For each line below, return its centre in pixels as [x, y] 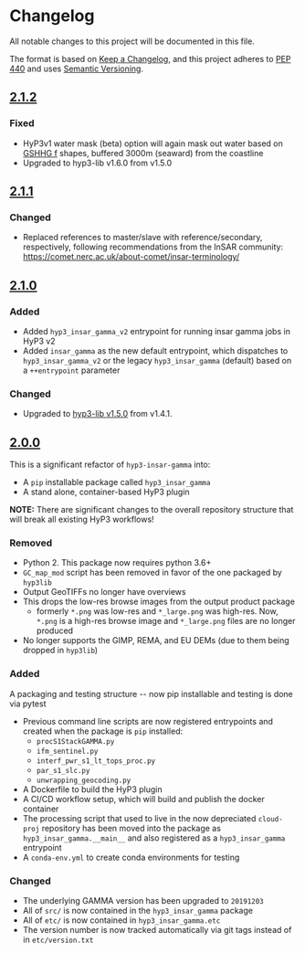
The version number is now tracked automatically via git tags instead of [157, 930]
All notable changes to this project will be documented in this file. [132, 41]
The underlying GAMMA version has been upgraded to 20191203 [143, 900]
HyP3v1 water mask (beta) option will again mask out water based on [152, 143]
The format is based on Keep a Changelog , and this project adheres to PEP [150, 58]
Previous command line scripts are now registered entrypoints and [148, 721]
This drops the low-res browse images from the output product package [158, 602]
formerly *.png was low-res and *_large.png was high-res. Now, [157, 611]
